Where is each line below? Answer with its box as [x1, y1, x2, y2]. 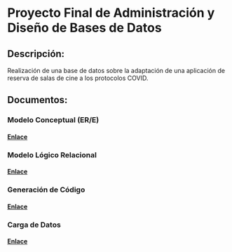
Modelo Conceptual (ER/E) [7, 115, 100, 125]
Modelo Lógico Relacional [7, 150, 97, 159]
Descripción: [7, 48, 65, 60]
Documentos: [7, 94, 68, 106]
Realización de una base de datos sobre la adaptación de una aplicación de [7, 67, 226, 74]
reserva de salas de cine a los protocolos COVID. [7, 74, 149, 82]
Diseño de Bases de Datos [7, 20, 163, 36]
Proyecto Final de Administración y [7, 5, 215, 21]
